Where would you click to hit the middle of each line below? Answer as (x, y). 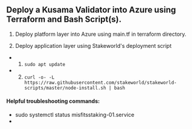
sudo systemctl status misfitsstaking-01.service (75, 115)
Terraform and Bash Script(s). (64, 20)
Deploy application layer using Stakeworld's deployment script (93, 45)
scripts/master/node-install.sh (65, 88)
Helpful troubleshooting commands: (53, 101)
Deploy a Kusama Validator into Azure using (91, 10)
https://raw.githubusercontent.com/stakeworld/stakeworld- (101, 82)
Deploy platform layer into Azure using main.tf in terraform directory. (101, 34)
